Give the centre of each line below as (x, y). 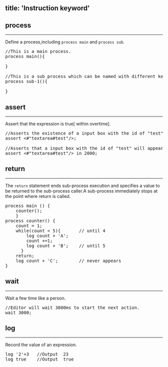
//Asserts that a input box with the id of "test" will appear (84, 148)
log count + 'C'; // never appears (68, 260)
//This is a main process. (38, 51)
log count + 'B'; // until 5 (66, 245)
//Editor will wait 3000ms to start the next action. (72, 307)
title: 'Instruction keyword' (47, 8)
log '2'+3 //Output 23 (37, 354)
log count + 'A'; (47, 235)
